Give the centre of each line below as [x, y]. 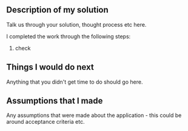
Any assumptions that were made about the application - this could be [94, 115]
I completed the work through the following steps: [69, 36]
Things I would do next [50, 67]
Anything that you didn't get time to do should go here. [75, 82]
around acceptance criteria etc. [45, 122]
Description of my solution [58, 10]
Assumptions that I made [55, 101]
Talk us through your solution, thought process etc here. [76, 24]
